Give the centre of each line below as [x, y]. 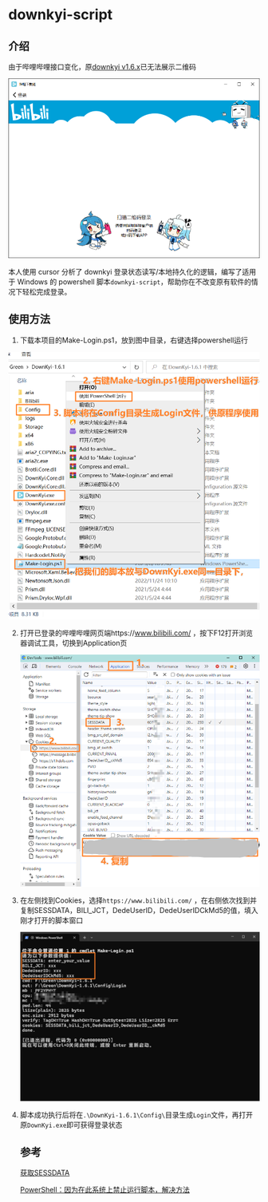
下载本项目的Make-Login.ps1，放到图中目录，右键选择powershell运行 [134, 340]
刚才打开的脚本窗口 [51, 920]
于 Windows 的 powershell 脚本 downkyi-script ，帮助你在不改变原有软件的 [130, 282]
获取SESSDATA [45, 1173]
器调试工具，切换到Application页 [73, 643]
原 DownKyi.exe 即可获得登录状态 [71, 1125]
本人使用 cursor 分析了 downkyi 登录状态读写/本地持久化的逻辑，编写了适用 [132, 272]
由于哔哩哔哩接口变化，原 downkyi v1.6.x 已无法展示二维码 [102, 67]
